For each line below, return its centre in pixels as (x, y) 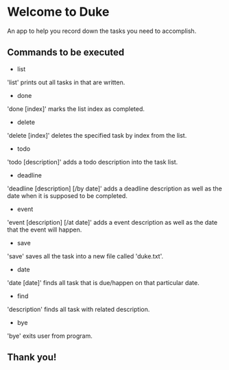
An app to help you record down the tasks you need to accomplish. (102, 31)
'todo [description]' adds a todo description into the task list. (93, 162)
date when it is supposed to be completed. (68, 195)
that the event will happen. (45, 230)
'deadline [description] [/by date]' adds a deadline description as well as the (115, 188)
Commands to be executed (66, 52)
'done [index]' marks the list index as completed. (76, 109)
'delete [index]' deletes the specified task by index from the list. (97, 135)
